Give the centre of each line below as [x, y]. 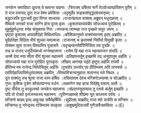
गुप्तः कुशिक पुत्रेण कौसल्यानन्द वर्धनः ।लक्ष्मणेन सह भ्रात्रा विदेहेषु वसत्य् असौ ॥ [63, 84]
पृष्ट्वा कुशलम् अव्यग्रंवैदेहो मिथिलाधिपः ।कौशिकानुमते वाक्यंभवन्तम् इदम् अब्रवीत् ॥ [66, 35]
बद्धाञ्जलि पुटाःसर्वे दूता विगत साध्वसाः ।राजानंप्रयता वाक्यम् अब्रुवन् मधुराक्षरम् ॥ [64, 18]
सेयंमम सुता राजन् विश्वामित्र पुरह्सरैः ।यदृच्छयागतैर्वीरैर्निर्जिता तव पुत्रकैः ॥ [60, 45]
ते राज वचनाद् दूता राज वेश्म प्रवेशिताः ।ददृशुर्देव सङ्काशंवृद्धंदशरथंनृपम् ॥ [59, 13]
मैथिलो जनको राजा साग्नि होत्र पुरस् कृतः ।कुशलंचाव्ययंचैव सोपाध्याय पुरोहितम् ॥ [65, 24]
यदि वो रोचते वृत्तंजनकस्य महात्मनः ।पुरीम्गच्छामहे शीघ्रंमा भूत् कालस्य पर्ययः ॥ [63, 94]
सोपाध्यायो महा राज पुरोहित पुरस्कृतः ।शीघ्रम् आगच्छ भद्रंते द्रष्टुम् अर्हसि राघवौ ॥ [64, 62]
